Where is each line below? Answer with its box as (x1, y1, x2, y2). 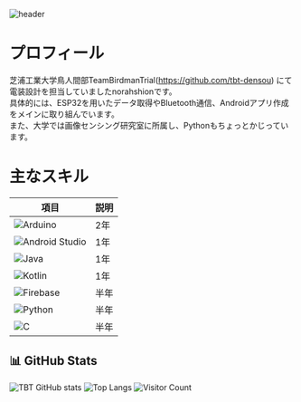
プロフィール (9, 43, 105, 63)
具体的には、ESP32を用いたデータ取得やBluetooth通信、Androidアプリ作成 (9, 97, 289, 108)
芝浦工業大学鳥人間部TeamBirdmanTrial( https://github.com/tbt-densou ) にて (9, 74, 293, 85)
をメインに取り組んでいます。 (9, 109, 119, 120)
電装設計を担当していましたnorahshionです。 (9, 86, 177, 97)
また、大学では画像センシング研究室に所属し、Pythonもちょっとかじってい (9, 120, 289, 130)
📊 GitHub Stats (9, 353, 98, 368)
